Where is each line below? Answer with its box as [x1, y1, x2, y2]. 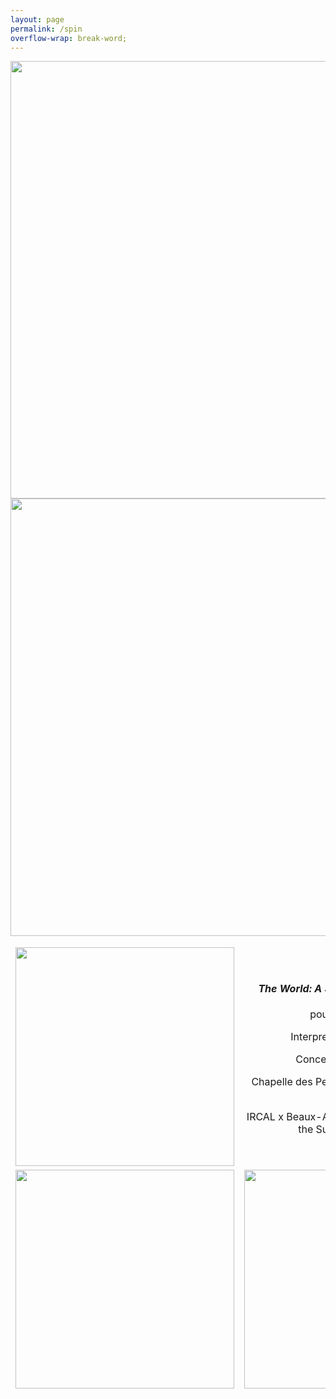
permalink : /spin [10, 24, 83, 34]
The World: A [258, 981, 323, 995]
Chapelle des [251, 1075, 313, 1089]
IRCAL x [246, 1110, 284, 1124]
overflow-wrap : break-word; [10, 33, 128, 43]
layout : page [10, 14, 65, 25]
